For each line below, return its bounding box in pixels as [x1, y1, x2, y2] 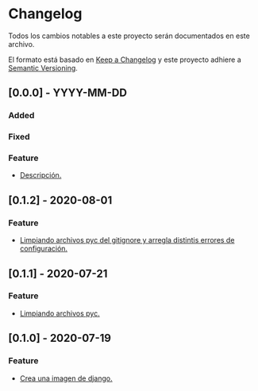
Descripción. [19, 171, 62, 180]
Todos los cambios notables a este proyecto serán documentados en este [8, 31, 250, 40]
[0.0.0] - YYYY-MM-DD [8, 86, 127, 100]
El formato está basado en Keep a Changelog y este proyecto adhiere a [8, 55, 242, 64]
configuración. [19, 243, 68, 254]
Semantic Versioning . [8, 63, 78, 72]
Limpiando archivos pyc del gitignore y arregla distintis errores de [19, 236, 235, 245]
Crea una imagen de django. [19, 374, 113, 383]
